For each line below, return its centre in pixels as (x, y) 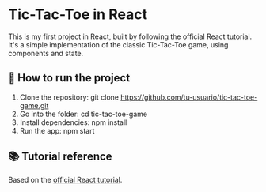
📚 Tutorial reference (60, 157)
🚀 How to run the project (69, 78)
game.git (34, 105)
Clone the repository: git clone (69, 97)
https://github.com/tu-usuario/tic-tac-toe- (189, 97)
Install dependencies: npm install (73, 122)
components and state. (46, 53)
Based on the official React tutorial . (65, 179)
